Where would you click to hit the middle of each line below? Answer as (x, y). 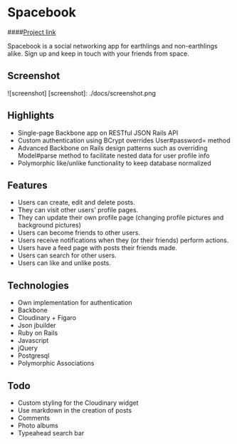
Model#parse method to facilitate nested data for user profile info (114, 155)
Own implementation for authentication (75, 303)
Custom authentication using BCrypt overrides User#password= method (124, 140)
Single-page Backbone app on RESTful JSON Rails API (98, 133)
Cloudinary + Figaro (47, 318)
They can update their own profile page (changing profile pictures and (121, 217)
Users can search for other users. (67, 255)
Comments (34, 418)
